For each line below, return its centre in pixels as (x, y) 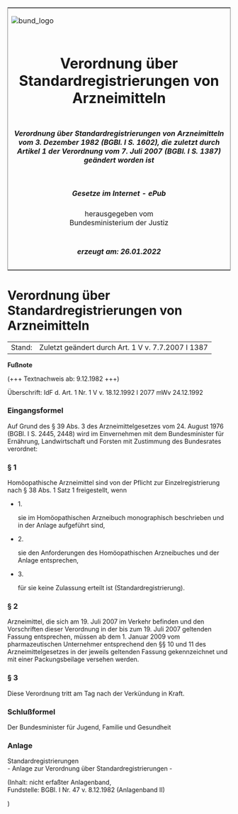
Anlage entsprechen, (48, 560)
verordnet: (22, 449)
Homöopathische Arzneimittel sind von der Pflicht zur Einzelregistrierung (114, 483)
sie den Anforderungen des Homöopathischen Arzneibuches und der (118, 553)
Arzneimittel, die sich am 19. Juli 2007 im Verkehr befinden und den (106, 622)
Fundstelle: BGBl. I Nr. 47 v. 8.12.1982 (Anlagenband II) (86, 790)
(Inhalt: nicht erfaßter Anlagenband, (59, 782)
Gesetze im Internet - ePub (119, 193)
